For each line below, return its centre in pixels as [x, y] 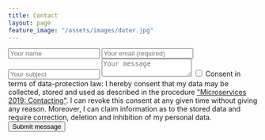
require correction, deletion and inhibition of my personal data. [110, 117]
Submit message [37, 127]
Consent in [223, 74]
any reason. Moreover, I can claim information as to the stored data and [125, 109]
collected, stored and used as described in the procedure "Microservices [127, 93]
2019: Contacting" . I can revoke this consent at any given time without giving [133, 100]
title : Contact [33, 15]
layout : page [30, 23]
